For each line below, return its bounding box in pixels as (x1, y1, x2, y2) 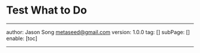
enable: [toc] (6, 35, 37, 42)
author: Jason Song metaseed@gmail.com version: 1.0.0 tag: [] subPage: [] (6, 28, 190, 35)
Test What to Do (6, 4, 87, 17)
